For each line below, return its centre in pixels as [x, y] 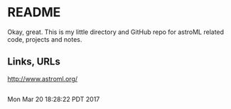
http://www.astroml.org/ [43, 79]
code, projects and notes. [45, 39]
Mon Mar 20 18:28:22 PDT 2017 [54, 99]
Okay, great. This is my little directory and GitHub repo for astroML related [116, 32]
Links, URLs [34, 62]
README [34, 12]
